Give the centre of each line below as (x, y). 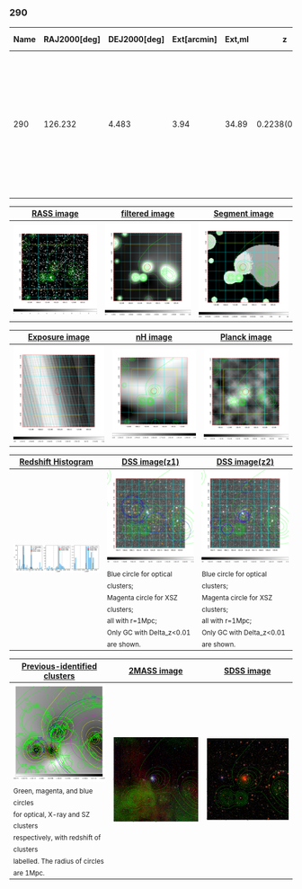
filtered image (148, 214)
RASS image (55, 214)
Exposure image (58, 337)
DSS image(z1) (151, 462)
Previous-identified (59, 666)
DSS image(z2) (245, 462)
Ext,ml (237, 40)
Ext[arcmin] (195, 40)
